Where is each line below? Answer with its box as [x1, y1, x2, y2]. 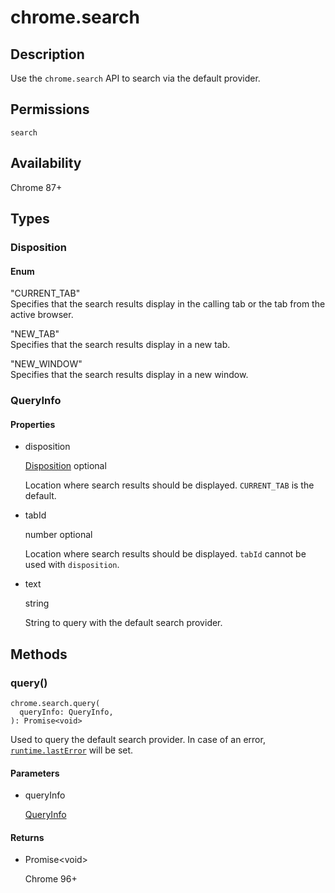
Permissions [10, 101, 90, 118]
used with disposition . [24, 559, 120, 571]
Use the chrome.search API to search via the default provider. [10, 72, 261, 84]
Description [10, 46, 85, 63]
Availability [10, 155, 82, 172]
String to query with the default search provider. [24, 617, 223, 629]
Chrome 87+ [10, 181, 63, 193]
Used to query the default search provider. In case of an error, [10, 733, 266, 745]
